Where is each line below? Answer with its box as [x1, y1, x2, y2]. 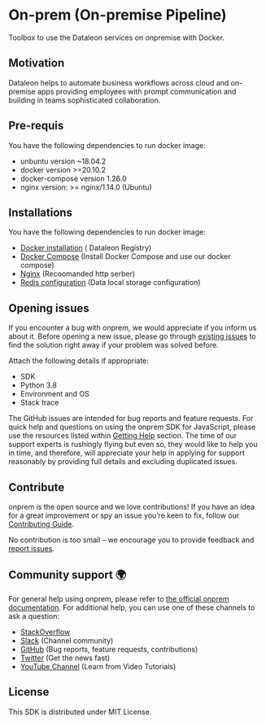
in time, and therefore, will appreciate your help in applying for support [8, 448, 246, 458]
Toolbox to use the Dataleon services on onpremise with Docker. [8, 33, 225, 42]
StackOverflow [20, 627, 71, 637]
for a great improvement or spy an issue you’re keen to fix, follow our [8, 510, 240, 520]
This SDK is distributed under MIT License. [8, 707, 152, 716]
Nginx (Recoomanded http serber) [20, 269, 136, 278]
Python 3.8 [20, 380, 57, 390]
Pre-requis [8, 119, 64, 133]
